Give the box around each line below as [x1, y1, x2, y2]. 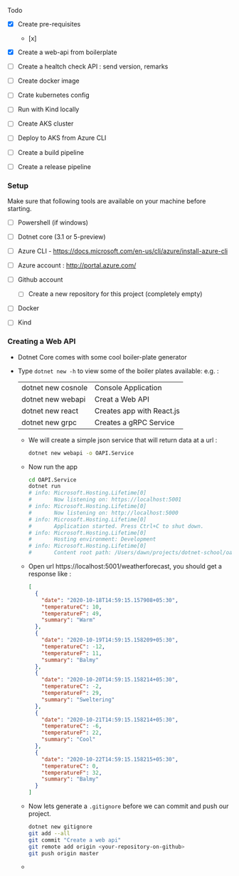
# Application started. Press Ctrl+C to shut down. [28, 522, 204, 530]
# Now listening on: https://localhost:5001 [28, 496, 182, 504]
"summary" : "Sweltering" [41, 696, 115, 703]
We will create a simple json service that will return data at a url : [28, 435, 218, 444]
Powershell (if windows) [17, 218, 89, 227]
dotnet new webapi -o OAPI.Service [28, 449, 134, 457]
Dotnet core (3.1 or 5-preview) [17, 232, 106, 241]
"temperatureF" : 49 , [41, 610, 102, 617]
